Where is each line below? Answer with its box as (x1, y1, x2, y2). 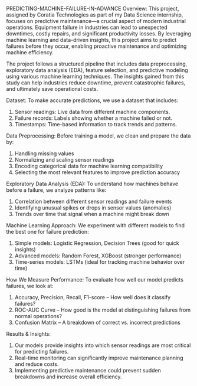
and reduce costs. (14, 361, 59, 368)
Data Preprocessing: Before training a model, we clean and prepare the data (6, 132, 191, 139)
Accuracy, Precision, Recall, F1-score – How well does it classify (14, 294, 171, 300)
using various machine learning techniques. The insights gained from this (6, 73, 185, 80)
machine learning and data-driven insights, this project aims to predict (6, 37, 177, 43)
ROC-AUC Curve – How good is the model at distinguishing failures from (14, 306, 191, 313)
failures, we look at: (6, 283, 54, 289)
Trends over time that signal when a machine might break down (14, 211, 169, 217)
